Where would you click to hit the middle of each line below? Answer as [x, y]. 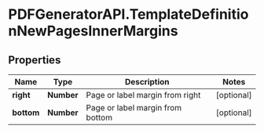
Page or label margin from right [143, 95]
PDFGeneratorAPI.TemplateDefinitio [128, 14]
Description [147, 82]
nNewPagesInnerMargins [93, 31]
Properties [35, 60]
